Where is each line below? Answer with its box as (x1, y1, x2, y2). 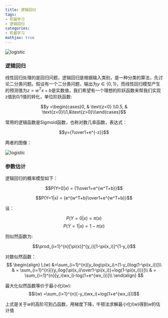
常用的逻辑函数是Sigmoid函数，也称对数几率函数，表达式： (5, 119, 127, 125)
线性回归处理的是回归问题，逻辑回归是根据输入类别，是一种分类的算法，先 (5, 74, 158, 80)
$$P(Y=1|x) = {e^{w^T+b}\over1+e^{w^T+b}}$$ (35, 195, 132, 201)
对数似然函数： (5, 253, 36, 260)
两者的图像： (5, 139, 31, 145)
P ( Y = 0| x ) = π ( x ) (66, 215, 102, 221)
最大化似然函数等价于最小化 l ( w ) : (5, 283, 71, 289)
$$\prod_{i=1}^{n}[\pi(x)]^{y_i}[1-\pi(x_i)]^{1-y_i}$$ (32, 243, 136, 249)
